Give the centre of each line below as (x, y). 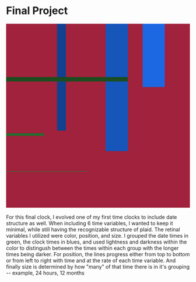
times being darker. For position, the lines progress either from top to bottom (98, 254)
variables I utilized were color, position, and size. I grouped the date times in (97, 235)
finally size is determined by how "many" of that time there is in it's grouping (98, 266)
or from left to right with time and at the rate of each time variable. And (91, 260)
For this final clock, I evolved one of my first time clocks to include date (92, 217)
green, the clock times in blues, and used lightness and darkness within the (97, 242)
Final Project (37, 11)
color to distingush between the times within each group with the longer (92, 248)
